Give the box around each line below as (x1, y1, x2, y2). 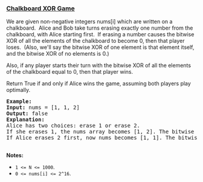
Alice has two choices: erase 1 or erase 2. (6, 122, 141, 129)
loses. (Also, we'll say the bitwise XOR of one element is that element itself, (6, 44, 195, 51)
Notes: (6, 152, 24, 159)
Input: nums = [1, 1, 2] (6, 104, 80, 111)
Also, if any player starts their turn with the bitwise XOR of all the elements (6, 62, 192, 69)
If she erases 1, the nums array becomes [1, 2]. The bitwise (6, 128, 195, 135)
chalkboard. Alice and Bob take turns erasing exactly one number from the (6, 24, 193, 31)
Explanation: (6, 116, 45, 123)
